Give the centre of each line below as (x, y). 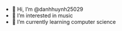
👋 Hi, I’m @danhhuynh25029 (47, 9)
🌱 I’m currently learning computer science (64, 22)
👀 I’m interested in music (42, 15)
